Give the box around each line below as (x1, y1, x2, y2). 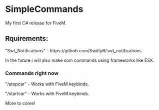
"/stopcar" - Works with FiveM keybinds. (5, 81, 89, 87)
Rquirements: (5, 34, 48, 43)
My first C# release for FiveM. (5, 20, 67, 26)
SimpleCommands (5, 3, 83, 15)
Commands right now (5, 70, 59, 77)
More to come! (5, 101, 35, 107)
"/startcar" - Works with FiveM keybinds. (5, 91, 89, 97)
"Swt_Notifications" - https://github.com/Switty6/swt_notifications (5, 47, 142, 53)
